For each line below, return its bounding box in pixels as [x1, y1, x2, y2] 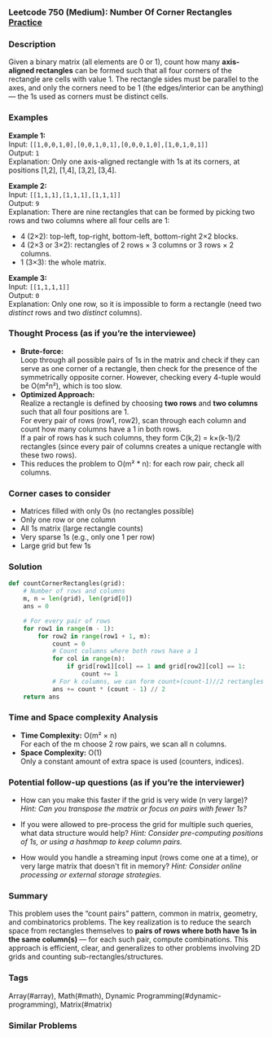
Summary [8, 890, 49, 902]
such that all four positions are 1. [20, 406, 129, 417]
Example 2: [8, 181, 47, 190]
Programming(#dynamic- [137, 991, 222, 1000]
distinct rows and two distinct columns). [8, 308, 143, 317]
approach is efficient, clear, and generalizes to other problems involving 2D [8, 943, 261, 953]
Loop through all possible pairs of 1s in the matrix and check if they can [20, 355, 260, 365]
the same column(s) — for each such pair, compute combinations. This [8, 934, 248, 944]
